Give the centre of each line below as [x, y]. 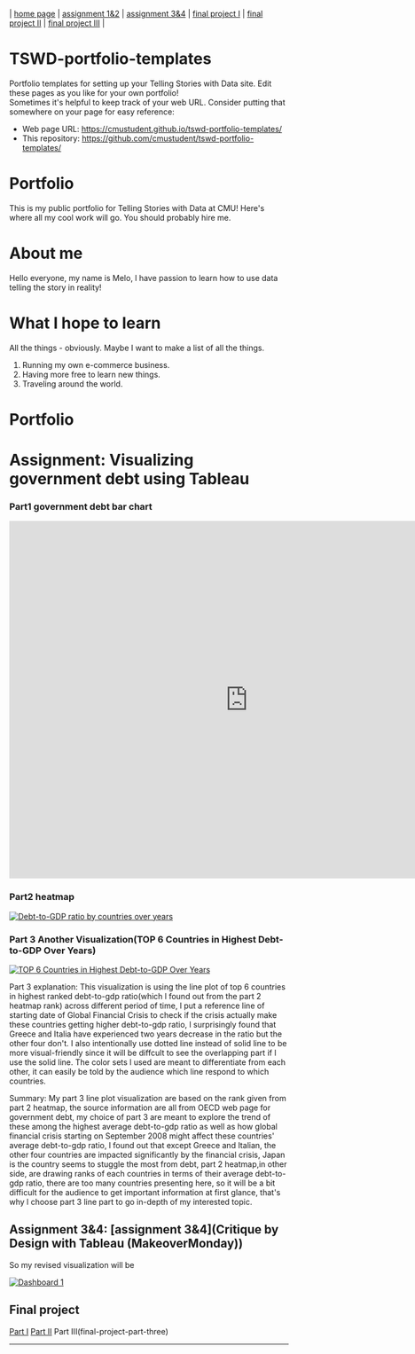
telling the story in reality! [55, 287]
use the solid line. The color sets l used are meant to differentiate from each [148, 1062]
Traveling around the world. [72, 384]
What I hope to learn [85, 323]
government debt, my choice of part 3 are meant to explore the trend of [140, 1117]
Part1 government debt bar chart [81, 507]
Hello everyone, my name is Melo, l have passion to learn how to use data [144, 278]
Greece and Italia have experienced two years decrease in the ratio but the [145, 1034]
